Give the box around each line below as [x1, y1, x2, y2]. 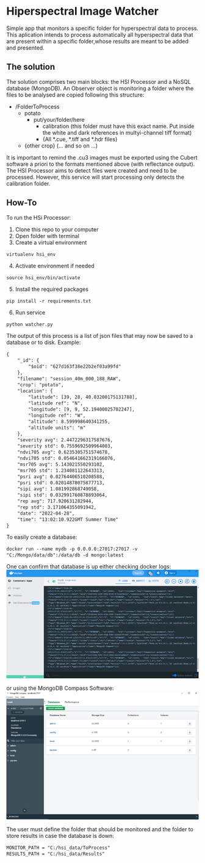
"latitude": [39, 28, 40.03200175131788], [28, 394, 138, 400]
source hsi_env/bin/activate [6, 274, 81, 281]
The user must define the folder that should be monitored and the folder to [6, 825, 193, 833]
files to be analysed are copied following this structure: [6, 91, 145, 99]
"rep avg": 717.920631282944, [17, 498, 95, 504]
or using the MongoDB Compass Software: [6, 684, 114, 692]
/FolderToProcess [15, 103, 60, 110]
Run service [15, 308, 46, 316]
